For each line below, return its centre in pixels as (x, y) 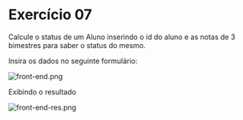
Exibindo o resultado (42, 92)
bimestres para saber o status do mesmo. (77, 45)
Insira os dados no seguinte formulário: (73, 61)
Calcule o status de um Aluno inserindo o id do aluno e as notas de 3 (122, 37)
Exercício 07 (50, 15)
